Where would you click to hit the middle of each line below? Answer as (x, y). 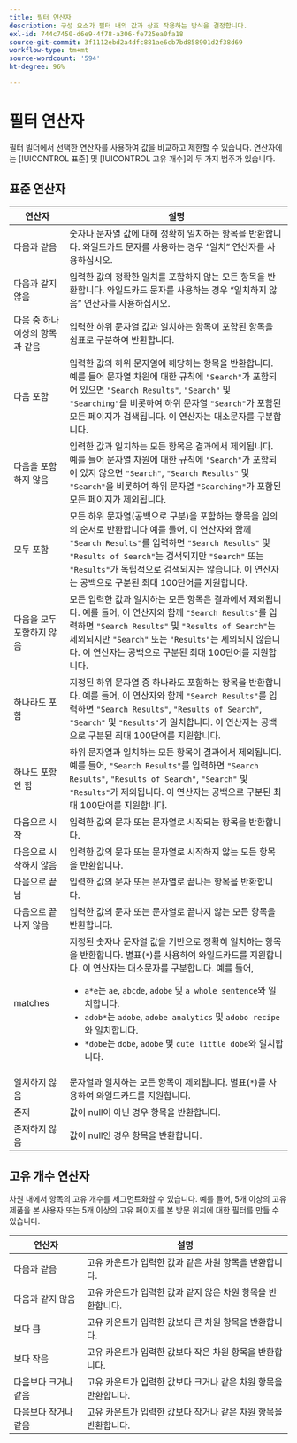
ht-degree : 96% (37, 67)
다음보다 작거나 (43, 1412)
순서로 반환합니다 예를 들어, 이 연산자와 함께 (166, 529)
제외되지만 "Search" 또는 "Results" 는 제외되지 (162, 639)
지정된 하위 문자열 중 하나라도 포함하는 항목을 (158, 682)
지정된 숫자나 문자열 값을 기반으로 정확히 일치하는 (166, 941)
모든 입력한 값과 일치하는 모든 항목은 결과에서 (158, 599)
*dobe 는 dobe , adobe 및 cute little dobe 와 (171, 1043)
